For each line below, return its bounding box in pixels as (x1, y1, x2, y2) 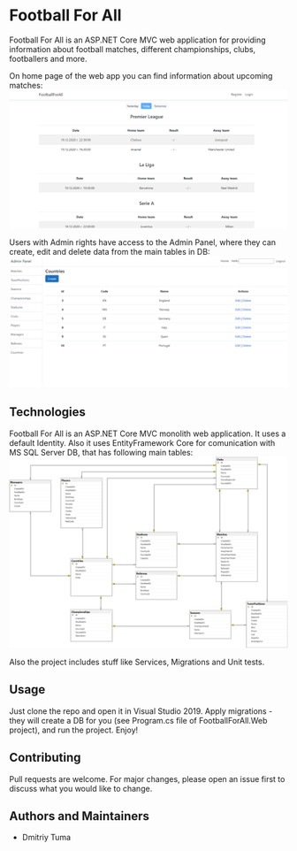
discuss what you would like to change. (9, 783, 153, 793)
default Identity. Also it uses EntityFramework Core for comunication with (9, 437, 276, 448)
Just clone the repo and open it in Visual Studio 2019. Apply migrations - (9, 705, 273, 717)
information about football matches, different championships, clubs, (9, 43, 256, 54)
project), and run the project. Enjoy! (9, 724, 139, 735)
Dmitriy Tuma (21, 832, 72, 843)
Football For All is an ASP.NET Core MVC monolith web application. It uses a (9, 428, 286, 439)
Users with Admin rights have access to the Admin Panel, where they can (9, 237, 277, 248)
